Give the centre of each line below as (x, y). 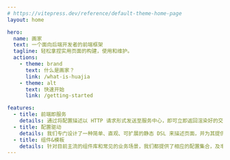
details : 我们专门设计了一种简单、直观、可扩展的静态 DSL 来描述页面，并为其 (117, 133)
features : (21, 108)
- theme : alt (38, 83)
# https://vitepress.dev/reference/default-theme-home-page (95, 13)
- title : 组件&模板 (39, 140)
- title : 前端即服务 (40, 115)
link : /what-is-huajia (57, 77)
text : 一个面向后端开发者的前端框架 (58, 45)
